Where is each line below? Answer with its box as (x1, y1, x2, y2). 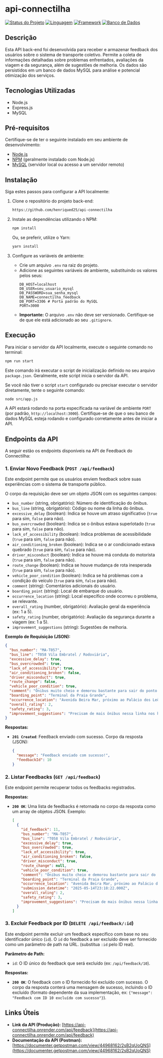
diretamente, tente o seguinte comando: (5, 387, 85, 393)
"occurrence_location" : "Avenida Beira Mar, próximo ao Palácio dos (9, 697, 151, 702)
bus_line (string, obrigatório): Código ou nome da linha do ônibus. (12, 505, 145, 511)
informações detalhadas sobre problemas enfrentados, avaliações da (5, 57, 144, 63)
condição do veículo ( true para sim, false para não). (12, 578, 118, 584)
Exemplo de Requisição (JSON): (5, 634, 71, 639)
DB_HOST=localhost (19, 282, 57, 287)
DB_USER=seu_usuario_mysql (19, 286, 74, 291)
